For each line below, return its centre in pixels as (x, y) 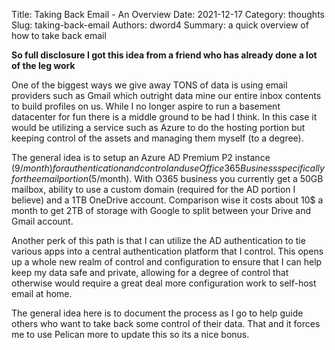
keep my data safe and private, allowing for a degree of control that (150, 272)
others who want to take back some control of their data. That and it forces (166, 323)
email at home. (42, 293)
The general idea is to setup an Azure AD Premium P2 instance (141, 157)
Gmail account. (42, 221)
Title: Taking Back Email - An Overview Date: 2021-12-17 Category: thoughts (168, 14)
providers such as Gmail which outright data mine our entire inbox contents (166, 95)
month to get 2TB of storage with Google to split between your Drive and (161, 210)
